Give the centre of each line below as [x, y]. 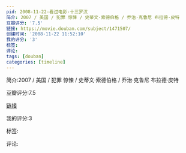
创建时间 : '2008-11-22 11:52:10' [46, 34]
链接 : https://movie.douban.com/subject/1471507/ [68, 28]
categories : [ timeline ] [36, 62]
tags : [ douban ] [25, 56]
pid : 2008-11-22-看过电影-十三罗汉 [47, 12]
